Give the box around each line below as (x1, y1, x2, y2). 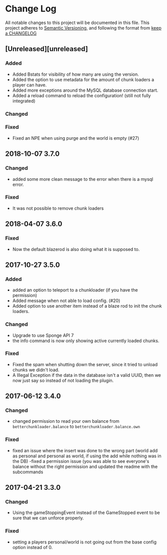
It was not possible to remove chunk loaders (12, 205, 104, 211)
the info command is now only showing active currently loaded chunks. (12, 338, 159, 344)
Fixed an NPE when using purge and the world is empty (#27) (12, 135, 139, 141)
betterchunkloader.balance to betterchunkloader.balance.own (12, 424, 140, 430)
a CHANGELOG (5, 30, 37, 36)
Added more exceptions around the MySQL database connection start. (12, 87, 158, 93)
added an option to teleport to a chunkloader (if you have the (12, 287, 138, 293)
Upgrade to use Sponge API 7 (12, 332, 74, 338)
